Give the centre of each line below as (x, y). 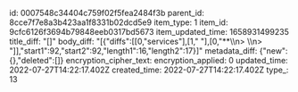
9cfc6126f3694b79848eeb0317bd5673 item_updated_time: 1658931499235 (149, 32)
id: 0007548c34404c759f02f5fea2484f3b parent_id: (107, 13)
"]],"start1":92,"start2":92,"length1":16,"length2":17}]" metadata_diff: (133, 51)
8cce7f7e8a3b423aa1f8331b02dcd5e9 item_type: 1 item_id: (119, 22)
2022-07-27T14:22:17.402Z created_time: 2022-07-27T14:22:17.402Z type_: (149, 70)
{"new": (273, 51)
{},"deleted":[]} (37, 60)
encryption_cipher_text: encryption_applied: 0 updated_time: (177, 60)
